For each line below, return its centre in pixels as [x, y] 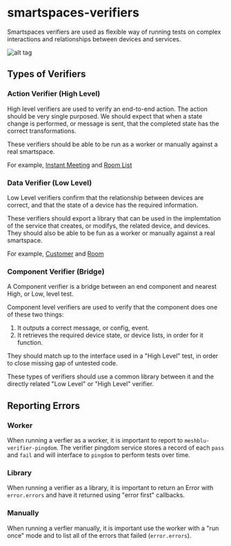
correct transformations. [42, 131]
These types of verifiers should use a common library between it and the [111, 376]
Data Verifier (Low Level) [50, 183]
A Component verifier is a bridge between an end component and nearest [112, 287]
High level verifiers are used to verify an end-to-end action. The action [108, 109]
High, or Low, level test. [40, 294]
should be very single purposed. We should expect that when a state [105, 116]
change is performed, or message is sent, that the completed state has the [113, 123]
